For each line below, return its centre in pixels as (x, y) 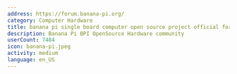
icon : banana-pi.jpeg (39, 47)
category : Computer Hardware (50, 20)
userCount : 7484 (31, 40)
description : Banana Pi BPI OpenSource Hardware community (96, 33)
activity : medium (33, 54)
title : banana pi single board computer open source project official (113, 27)
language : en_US (31, 60)
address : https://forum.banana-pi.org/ (66, 14)
